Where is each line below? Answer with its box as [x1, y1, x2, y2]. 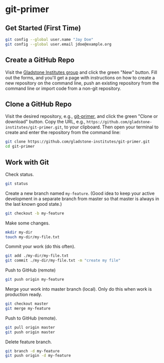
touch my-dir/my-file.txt [5, 234, 60, 240]
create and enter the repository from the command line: [5, 129, 121, 135]
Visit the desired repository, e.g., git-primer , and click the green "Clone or [5, 113, 158, 119]
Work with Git [5, 158, 49, 166]
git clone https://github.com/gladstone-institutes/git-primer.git [5, 139, 150, 145]
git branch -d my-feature [5, 348, 60, 353]
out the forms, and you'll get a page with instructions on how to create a [5, 74, 155, 80]
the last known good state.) [5, 201, 62, 207]
